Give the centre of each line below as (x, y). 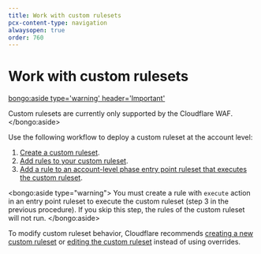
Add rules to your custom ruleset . (74, 161)
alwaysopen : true (37, 30)
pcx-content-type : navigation (58, 23)
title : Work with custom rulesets (65, 15)
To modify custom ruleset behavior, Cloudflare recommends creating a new (131, 233)
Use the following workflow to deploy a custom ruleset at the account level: (130, 137)
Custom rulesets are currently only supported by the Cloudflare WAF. (121, 114)
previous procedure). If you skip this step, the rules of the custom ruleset (127, 210)
